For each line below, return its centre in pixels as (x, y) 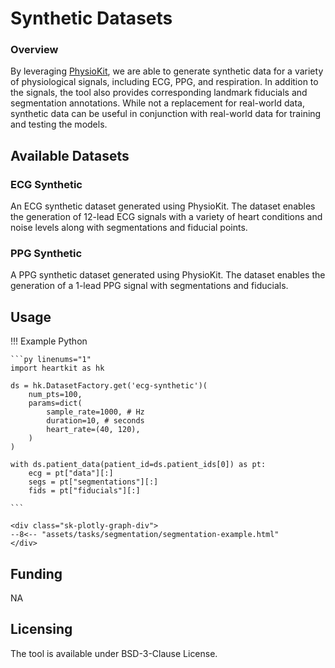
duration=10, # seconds (95, 421)
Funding (36, 573)
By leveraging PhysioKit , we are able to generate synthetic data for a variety (167, 71)
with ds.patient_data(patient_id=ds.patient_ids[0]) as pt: (138, 465)
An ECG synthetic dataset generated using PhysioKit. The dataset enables (163, 206)
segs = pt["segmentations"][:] (93, 482)
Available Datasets (70, 155)
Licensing (41, 629)
